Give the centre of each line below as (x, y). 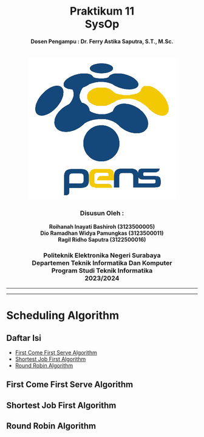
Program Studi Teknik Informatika (102, 270)
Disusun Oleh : (102, 213)
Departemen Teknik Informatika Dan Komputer (102, 263)
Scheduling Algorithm (63, 316)
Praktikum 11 (102, 11)
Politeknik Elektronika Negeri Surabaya (102, 255)
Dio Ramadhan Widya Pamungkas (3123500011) (102, 233)
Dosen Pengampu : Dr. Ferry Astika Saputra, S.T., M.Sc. (102, 41)
